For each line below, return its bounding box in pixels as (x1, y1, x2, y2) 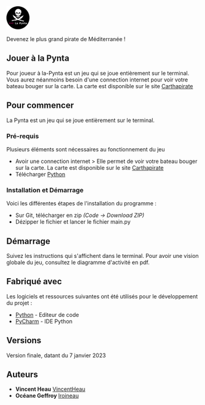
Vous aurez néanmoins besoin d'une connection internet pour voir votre (6, 76, 188, 83)
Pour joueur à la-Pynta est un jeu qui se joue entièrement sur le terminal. (6, 69, 190, 77)
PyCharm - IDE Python (15, 317, 72, 325)
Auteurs (6, 369, 39, 380)
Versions (6, 335, 42, 346)
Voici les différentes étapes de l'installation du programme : (6, 200, 157, 207)
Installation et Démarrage (6, 186, 84, 194)
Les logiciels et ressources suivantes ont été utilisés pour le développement (6, 292, 198, 300)
